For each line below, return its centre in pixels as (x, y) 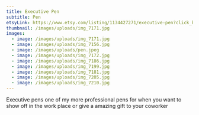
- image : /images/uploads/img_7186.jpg (61, 61)
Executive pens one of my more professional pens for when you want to (94, 100)
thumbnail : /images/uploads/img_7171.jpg (58, 28)
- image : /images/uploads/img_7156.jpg (61, 45)
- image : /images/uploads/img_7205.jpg (61, 77)
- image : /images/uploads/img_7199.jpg (61, 66)
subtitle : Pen (24, 17)
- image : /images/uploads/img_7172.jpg (61, 55)
